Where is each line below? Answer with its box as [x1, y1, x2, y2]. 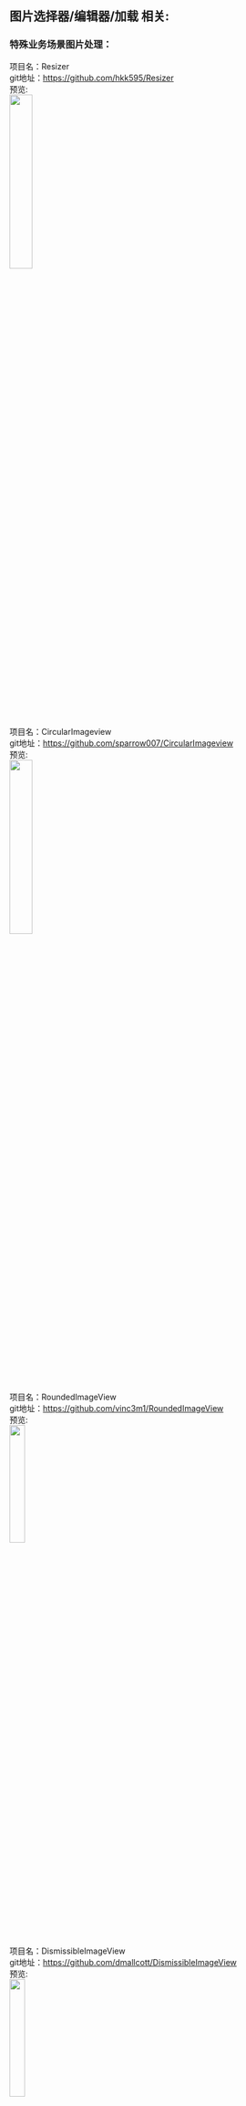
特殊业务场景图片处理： [9, 38, 112, 51]
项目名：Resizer [9, 60, 70, 71]
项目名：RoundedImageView [9, 1391, 117, 1402]
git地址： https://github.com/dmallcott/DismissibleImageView [9, 1956, 237, 1967]
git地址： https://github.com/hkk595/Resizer [9, 72, 175, 83]
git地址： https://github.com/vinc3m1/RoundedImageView [9, 1402, 224, 1413]
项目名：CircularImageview [9, 726, 112, 737]
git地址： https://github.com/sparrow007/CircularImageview [9, 738, 234, 749]
